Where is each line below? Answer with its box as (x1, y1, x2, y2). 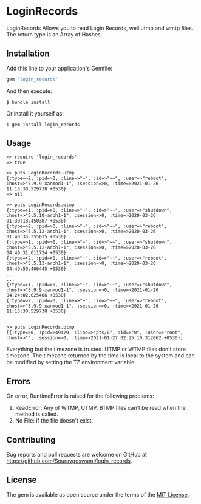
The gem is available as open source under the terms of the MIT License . (6, 491, 189, 498)
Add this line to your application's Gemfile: (6, 64, 112, 72)
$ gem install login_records (6, 122, 80, 128)
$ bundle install (6, 99, 50, 105)
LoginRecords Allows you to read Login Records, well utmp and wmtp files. (6, 24, 194, 32)
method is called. (15, 410, 59, 418)
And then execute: (6, 87, 52, 95)
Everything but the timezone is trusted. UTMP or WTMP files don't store (6, 345, 186, 353)
